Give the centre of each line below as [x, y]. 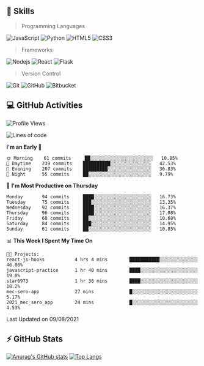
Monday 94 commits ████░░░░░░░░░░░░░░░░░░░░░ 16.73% [91, 196]
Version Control [41, 73]
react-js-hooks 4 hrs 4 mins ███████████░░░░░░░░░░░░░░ [102, 260]
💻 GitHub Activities [45, 106]
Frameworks [37, 50]
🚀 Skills [20, 11]
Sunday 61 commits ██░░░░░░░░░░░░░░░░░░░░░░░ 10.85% [91, 229]
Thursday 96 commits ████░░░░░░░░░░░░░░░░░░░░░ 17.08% [91, 213]
